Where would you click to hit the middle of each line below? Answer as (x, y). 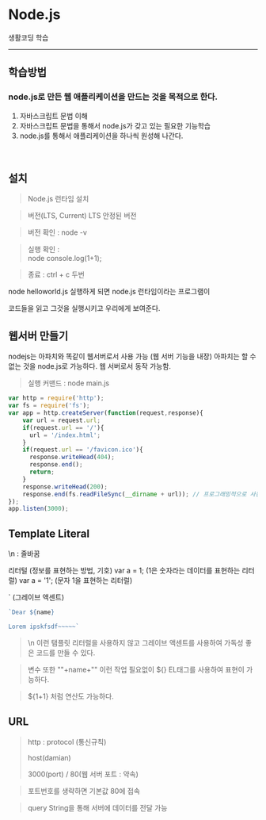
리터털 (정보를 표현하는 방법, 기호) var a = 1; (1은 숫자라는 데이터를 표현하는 (124, 571)
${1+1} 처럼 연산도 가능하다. (71, 696)
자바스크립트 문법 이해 (54, 116)
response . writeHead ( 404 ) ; (72, 458)
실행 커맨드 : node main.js (68, 383)
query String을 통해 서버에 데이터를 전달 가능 (97, 807)
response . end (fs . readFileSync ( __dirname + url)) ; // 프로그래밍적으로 (135, 494)
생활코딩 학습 (28, 37)
